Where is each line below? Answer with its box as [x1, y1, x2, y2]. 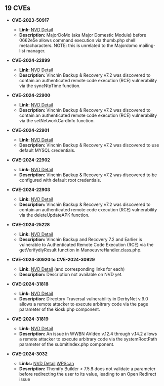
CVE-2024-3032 [11, 351, 48, 357]
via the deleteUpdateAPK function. [19, 212, 90, 218]
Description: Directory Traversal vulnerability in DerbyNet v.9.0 [19, 295, 149, 301]
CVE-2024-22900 [11, 92, 50, 98]
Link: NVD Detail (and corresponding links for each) [19, 266, 125, 272]
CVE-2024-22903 [11, 187, 50, 193]
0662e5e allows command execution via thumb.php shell [19, 37, 136, 43]
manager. [26, 48, 45, 53]
